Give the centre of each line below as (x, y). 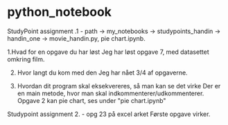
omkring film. (26, 59)
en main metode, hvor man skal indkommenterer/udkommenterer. (111, 93)
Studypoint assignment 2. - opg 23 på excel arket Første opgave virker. (109, 114)
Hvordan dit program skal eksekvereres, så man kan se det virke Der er (119, 86)
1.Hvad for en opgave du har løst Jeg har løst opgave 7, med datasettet (108, 52)
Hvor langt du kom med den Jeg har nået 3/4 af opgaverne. (103, 73)
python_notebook (60, 12)
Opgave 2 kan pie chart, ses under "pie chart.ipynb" (91, 100)
